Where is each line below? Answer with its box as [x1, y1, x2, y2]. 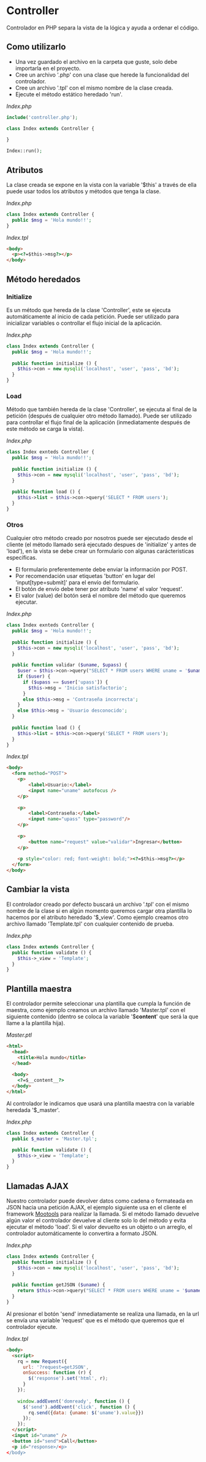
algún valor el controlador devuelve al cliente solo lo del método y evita [6, 1217, 186, 1224]
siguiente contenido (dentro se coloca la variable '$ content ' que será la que [6, 1013, 199, 1021]
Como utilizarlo [6, 42, 66, 52]
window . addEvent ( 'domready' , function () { [17, 1398, 131, 1404]
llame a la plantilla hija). [6, 1019, 66, 1027]
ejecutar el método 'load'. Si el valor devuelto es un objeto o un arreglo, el [6, 1224, 193, 1231]
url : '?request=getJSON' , [22, 1364, 89, 1370]
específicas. [6, 554, 37, 562]
